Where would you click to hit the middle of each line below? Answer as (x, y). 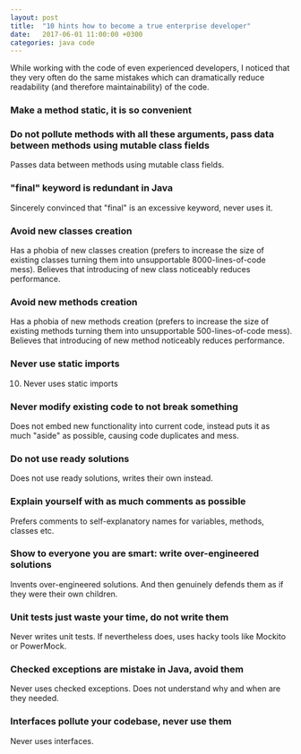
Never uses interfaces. (52, 741)
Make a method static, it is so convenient (101, 110)
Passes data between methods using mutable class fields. (117, 165)
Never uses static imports (71, 383)
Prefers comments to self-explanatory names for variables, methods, (138, 521)
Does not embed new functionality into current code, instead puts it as (140, 425)
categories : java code (52, 43)
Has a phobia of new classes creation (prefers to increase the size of (138, 251)
